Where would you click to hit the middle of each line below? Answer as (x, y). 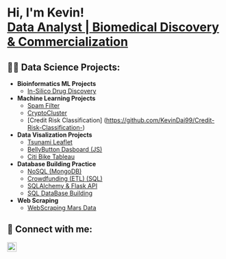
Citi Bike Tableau (51, 157)
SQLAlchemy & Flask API (62, 186)
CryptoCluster (47, 113)
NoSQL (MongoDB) (54, 171)
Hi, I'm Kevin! (46, 13)
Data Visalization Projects (54, 135)
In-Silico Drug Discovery (62, 91)
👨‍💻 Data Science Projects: (64, 67)
